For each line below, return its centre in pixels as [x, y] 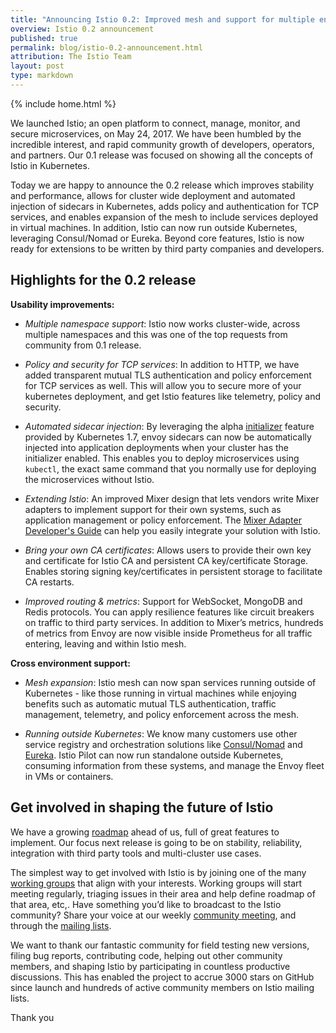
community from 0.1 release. [83, 345]
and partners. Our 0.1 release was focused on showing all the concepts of [162, 155]
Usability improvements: [62, 304]
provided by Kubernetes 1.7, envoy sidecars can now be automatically [168, 437]
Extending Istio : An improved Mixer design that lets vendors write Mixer [172, 498]
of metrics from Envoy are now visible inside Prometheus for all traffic [168, 633]
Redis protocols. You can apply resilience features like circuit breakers [169, 612]
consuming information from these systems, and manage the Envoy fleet [174, 765]
